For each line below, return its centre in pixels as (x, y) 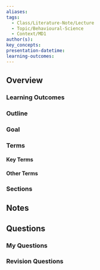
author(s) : (20, 39)
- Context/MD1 (29, 34)
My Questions (27, 246)
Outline (17, 113)
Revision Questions (35, 262)
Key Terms (20, 159)
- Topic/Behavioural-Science (48, 28)
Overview (25, 80)
